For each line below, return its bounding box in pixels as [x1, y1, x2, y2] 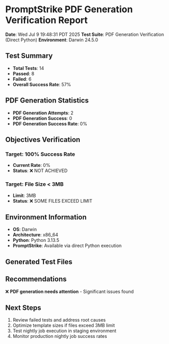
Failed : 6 [12, 76, 32, 82]
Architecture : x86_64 [12, 232, 59, 238]
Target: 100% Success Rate [5, 151, 76, 158]
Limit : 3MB [12, 192, 36, 199]
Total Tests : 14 [12, 65, 44, 71]
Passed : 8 [12, 70, 35, 77]
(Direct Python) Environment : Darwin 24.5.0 [5, 37, 99, 43]
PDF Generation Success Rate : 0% [12, 120, 88, 127]
